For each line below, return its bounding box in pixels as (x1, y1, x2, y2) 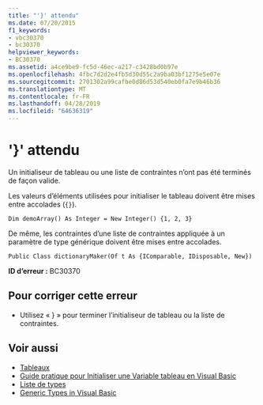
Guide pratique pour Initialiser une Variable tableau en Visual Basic (19, 371, 237, 380)
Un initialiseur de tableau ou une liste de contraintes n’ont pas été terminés (8, 167, 251, 176)
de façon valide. (8, 176, 61, 185)
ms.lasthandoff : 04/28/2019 (8, 100, 101, 108)
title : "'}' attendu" (8, 11, 80, 20)
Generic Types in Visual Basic (19, 388, 117, 397)
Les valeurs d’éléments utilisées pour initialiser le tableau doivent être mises (8, 191, 255, 200)
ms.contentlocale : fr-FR (8, 93, 90, 100)
